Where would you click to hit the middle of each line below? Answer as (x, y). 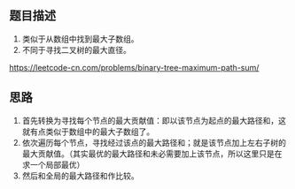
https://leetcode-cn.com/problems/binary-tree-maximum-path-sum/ (134, 67)
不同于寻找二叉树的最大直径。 (76, 49)
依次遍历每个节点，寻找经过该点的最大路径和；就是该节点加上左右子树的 (154, 142)
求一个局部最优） (53, 164)
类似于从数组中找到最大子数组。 (80, 39)
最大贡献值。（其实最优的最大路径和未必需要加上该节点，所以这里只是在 (152, 154)
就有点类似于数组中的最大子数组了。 (88, 132)
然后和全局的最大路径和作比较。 (80, 176)
